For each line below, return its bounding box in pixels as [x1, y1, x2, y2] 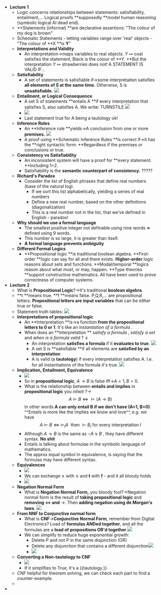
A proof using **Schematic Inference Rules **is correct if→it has [24, 137, 155, 142]
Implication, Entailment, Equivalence [17, 367, 93, 373]
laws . [24, 505, 36, 511]
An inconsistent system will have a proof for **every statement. [24, 158, 152, 163]
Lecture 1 [9, 4, 29, 10]
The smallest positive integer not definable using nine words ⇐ [24, 225, 151, 230]
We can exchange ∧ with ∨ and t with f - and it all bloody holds [24, 473, 151, 479]
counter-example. [17, 575, 53, 581]
